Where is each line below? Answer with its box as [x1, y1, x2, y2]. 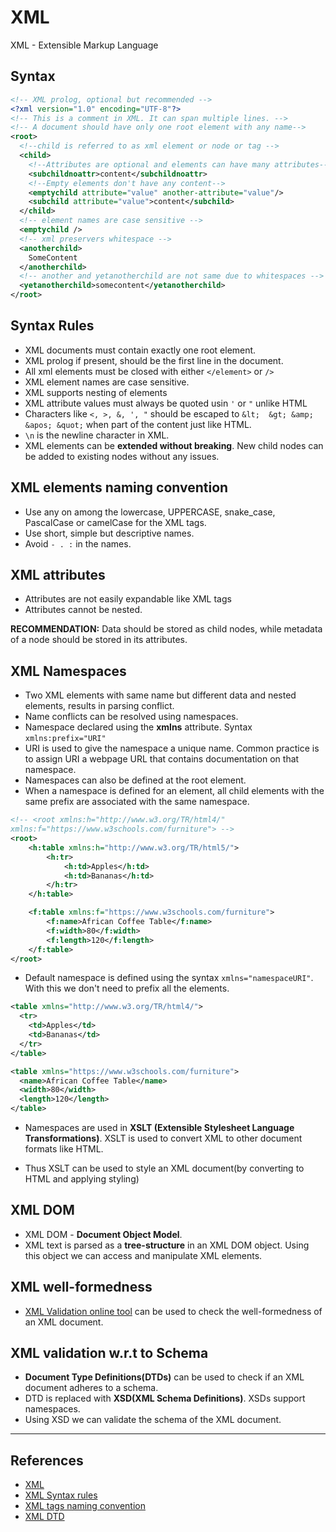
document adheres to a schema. [24, 1382, 159, 1394]
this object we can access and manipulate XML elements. [24, 1249, 263, 1261]
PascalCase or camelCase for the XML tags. [24, 516, 207, 528]
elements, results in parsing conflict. [24, 700, 175, 712]
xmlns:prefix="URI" [24, 734, 107, 744]
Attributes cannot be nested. [24, 604, 143, 616]
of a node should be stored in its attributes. [10, 634, 188, 646]
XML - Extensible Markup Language [10, 39, 159, 51]
